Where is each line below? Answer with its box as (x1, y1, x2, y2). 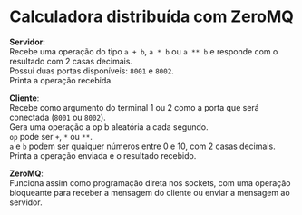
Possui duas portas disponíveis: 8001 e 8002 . (9, 65, 174, 76)
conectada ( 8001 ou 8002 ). (9, 112, 106, 122)
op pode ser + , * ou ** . (9, 131, 93, 142)
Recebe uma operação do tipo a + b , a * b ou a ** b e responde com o (9, 45, 278, 56)
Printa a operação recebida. (9, 74, 113, 85)
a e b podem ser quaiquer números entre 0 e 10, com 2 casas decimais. (9, 141, 276, 151)
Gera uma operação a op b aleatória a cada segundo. (9, 121, 209, 132)
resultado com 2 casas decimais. (9, 55, 133, 66)
